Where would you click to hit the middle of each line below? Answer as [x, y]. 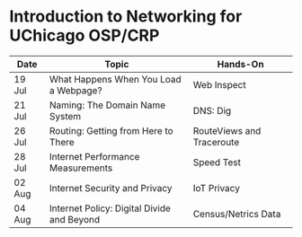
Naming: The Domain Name [107, 105]
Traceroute [216, 142]
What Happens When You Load [115, 79]
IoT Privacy [217, 188]
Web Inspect [219, 84]
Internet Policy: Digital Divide [110, 208]
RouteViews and [227, 130]
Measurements [81, 168]
